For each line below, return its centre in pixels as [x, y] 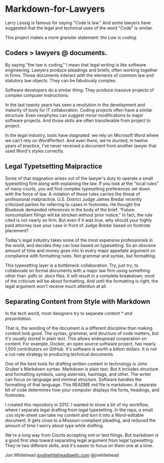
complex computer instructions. [37, 95]
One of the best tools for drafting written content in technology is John [76, 364]
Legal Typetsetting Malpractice [54, 167]
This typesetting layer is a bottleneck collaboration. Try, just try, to [72, 265]
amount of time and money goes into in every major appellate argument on [80, 250]
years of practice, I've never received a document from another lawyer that [81, 146]
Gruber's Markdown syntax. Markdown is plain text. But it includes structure [82, 369]
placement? [17, 230]
